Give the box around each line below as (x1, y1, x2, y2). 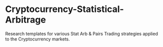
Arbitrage (5, 14, 46, 25)
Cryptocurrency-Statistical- (5, 3, 124, 15)
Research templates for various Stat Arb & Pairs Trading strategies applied (5, 30, 158, 36)
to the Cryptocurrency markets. (5, 36, 70, 42)
